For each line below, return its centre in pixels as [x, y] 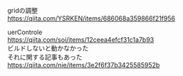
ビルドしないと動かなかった [48, 48]
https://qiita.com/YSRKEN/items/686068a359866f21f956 [91, 18]
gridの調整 [22, 10]
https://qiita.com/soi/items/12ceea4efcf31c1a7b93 [81, 40]
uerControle [25, 32]
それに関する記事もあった [45, 57]
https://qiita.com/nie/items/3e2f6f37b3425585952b [84, 65]
